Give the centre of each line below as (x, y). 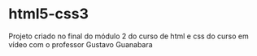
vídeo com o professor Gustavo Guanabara (81, 44)
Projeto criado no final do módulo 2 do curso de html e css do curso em (129, 36)
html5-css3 (49, 14)
